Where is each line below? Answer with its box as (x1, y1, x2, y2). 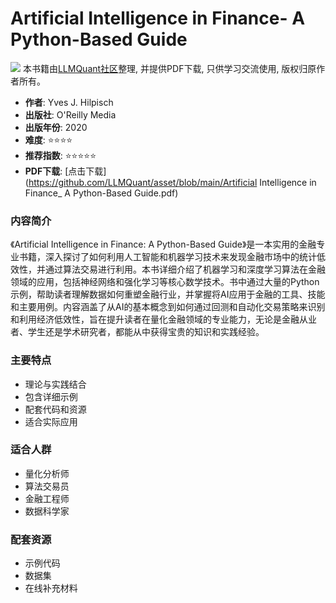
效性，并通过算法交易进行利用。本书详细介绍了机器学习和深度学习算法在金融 (10, 263, 326, 276)
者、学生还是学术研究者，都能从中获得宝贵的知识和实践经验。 (10, 326, 265, 338)
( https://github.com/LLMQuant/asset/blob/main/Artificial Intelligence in (24, 176, 317, 188)
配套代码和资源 (24, 403, 87, 415)
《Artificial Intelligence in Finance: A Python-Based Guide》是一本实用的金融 (10, 238, 317, 251)
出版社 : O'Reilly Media (24, 108, 117, 121)
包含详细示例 (24, 390, 78, 402)
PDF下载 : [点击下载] (24, 165, 107, 177)
